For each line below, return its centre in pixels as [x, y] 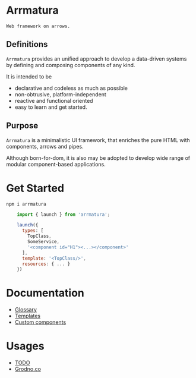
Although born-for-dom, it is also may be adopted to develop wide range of [98, 157]
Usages [25, 346]
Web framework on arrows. [38, 26]
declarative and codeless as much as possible [71, 88]
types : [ [33, 231]
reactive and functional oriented [54, 100]
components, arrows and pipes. [45, 146]
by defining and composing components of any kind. [71, 65]
